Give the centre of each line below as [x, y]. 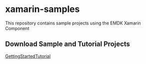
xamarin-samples [42, 9]
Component [17, 28]
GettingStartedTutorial [28, 56]
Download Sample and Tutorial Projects [68, 44]
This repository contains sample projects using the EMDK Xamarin [73, 23]
